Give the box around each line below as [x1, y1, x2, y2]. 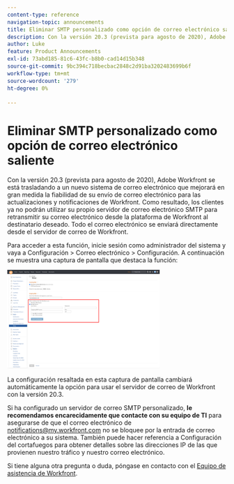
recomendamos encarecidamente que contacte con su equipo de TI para [7, 411, 222, 420]
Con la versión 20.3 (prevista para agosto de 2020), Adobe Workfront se [7, 176, 216, 184]
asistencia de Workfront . [7, 469, 78, 478]
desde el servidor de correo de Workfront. [7, 227, 129, 236]
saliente [7, 153, 54, 169]
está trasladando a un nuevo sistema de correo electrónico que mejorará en [7, 183, 225, 192]
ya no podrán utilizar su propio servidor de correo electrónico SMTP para [7, 206, 218, 214]
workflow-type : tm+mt [7, 70, 70, 77]
